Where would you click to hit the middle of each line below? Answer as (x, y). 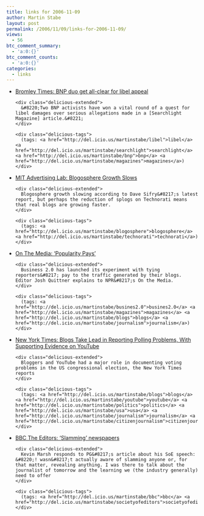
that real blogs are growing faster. (63, 205)
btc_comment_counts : (33, 57)
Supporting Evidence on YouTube (57, 346)
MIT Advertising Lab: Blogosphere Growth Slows (76, 178)
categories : (21, 68)
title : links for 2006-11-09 (43, 12)
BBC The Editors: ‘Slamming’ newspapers (67, 438)
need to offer (33, 476)
